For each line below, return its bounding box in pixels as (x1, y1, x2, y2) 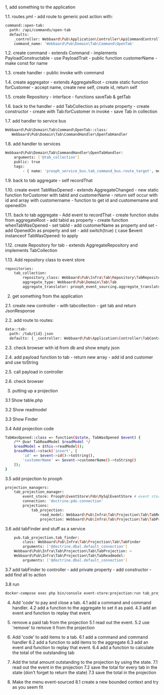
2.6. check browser (5, 378, 44, 384)
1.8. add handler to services (5, 141, 61, 147)
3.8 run (5, 581, 20, 587)
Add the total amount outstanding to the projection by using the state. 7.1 (12, 659, 158, 665)
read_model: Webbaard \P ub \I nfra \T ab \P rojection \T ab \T (40, 512, 152, 517)
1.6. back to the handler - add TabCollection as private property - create (5, 104, 150, 109)
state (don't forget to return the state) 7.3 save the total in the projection (12, 669, 157, 675)
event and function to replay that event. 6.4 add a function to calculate (12, 644, 154, 650)
